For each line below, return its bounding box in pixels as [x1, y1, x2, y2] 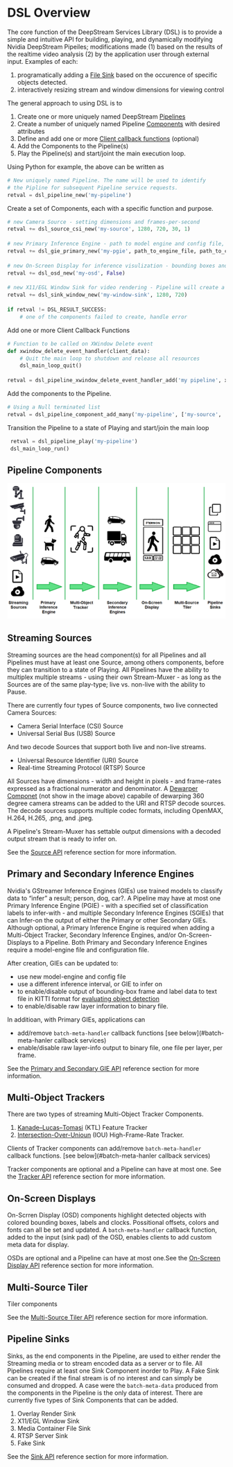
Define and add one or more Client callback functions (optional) [17, 134, 200, 143]
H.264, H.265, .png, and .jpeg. [7, 814, 94, 822]
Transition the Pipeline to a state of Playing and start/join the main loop [7, 423, 209, 431]
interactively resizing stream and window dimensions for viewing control [17, 85, 225, 94]
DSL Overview [7, 5, 91, 21]
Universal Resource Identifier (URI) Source [17, 756, 139, 764]
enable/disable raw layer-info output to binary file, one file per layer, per [17, 1043, 223, 1052]
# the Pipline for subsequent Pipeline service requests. [7, 184, 178, 191]
